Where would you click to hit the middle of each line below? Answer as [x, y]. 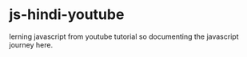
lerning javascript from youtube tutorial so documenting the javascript [124, 36]
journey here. [31, 44]
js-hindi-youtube [67, 15]
